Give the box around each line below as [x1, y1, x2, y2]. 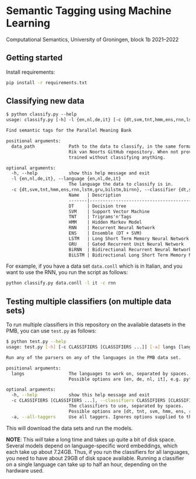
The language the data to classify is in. [68, 182, 174, 187]
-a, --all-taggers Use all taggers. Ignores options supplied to [11, 414, 184, 420]
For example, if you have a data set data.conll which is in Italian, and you [6, 262, 183, 270]
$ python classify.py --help [6, 111, 77, 118]
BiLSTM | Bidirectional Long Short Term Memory [68, 252, 187, 258]
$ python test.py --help [6, 338, 66, 345]
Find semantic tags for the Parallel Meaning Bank [6, 128, 132, 134]
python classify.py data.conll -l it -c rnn [6, 280, 116, 286]
